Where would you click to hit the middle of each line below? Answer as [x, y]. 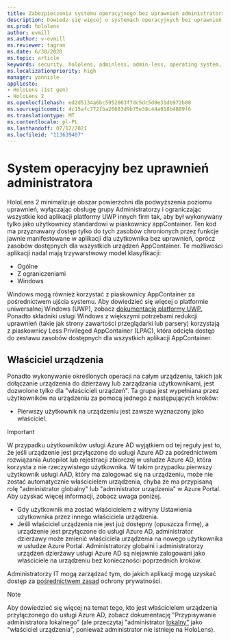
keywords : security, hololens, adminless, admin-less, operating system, [115, 64]
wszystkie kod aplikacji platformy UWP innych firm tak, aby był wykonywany [115, 217]
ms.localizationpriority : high [52, 71]
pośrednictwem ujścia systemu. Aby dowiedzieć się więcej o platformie [108, 302]
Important [21, 432]
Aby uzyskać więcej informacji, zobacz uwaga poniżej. [84, 496]
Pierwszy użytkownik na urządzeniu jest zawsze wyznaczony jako [110, 411]
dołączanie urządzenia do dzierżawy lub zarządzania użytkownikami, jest [111, 383]
